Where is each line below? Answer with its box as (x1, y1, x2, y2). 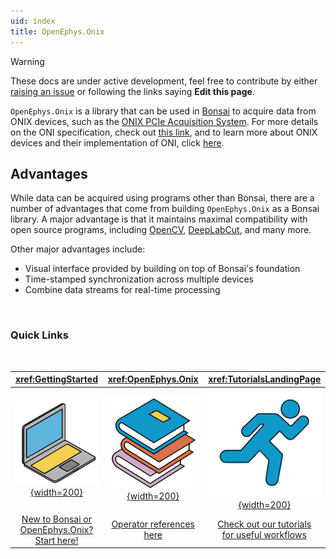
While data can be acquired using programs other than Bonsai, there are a (10, 192, 315, 204)
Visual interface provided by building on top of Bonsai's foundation (24, 263, 301, 275)
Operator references (111, 518, 196, 530)
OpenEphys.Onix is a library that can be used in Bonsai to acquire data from (10, 105, 317, 117)
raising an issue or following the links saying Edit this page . (10, 85, 255, 97)
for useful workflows (221, 529, 307, 541)
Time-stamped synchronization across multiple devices (24, 273, 255, 285)
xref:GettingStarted (14, 373, 98, 385)
